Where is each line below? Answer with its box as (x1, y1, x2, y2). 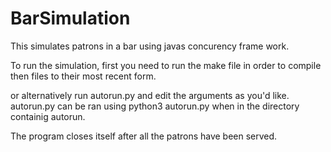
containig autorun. (10, 110, 86, 122)
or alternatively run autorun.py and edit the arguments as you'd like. (10, 89, 290, 101)
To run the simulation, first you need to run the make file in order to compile (10, 59, 322, 71)
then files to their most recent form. (10, 70, 157, 82)
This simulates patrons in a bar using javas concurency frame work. (10, 40, 290, 52)
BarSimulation (10, 7, 131, 30)
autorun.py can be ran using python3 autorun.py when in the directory (10, 100, 300, 112)
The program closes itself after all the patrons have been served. (10, 130, 278, 142)
